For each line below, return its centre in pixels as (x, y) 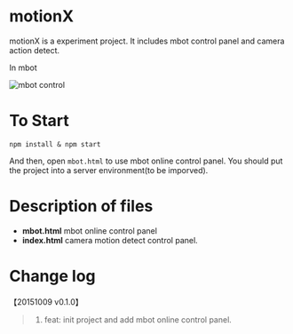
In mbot (23, 68)
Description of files (81, 207)
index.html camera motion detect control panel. (110, 240)
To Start (39, 121)
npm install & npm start (55, 144)
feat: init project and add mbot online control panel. (138, 319)
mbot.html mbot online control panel (90, 231)
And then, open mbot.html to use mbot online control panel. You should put (146, 161)
